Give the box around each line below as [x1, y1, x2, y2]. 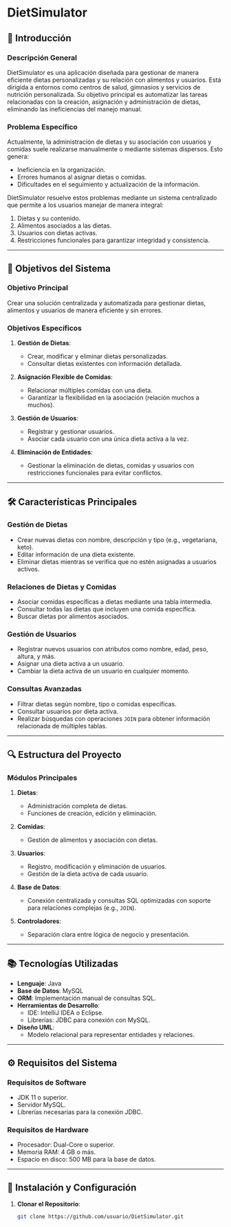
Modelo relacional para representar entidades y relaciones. [27, 1030, 195, 1039]
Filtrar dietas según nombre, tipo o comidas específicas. [16, 699, 177, 708]
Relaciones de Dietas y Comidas [7, 582, 117, 591]
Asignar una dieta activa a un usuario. [16, 660, 124, 668]
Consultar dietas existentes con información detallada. [27, 360, 182, 368]
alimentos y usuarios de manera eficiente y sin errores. [7, 306, 163, 314]
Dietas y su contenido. [16, 215, 81, 223]
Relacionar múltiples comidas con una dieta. [27, 387, 153, 395]
